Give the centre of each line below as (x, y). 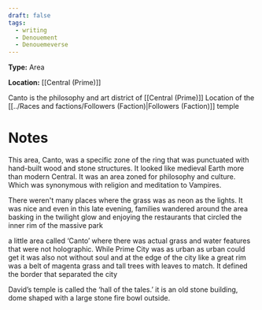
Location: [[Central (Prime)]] (55, 83)
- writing (31, 30)
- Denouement (37, 37)
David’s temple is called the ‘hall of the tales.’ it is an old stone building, (123, 289)
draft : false (30, 15)
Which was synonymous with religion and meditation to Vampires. (115, 185)
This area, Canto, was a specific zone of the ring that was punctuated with (129, 160)
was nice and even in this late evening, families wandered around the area (128, 209)
